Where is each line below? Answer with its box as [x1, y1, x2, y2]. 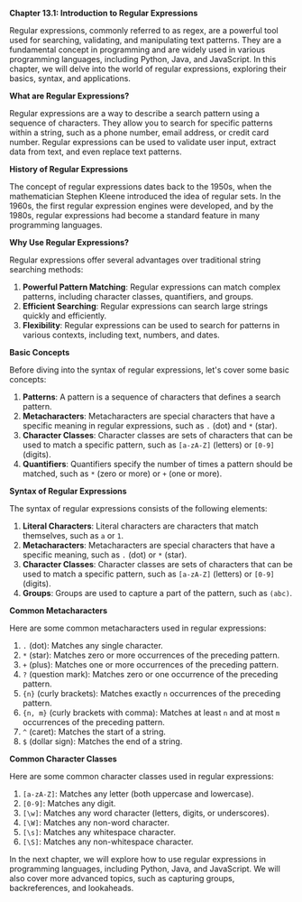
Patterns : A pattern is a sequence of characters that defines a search [22, 391, 281, 402]
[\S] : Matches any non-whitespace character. [22, 836, 194, 847]
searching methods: [9, 264, 84, 274]
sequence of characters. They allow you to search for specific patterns [9, 117, 273, 128]
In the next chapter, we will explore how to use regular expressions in [9, 854, 266, 864]
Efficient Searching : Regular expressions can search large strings [22, 301, 269, 311]
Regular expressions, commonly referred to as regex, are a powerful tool [9, 25, 279, 35]
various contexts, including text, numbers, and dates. [22, 329, 221, 340]
